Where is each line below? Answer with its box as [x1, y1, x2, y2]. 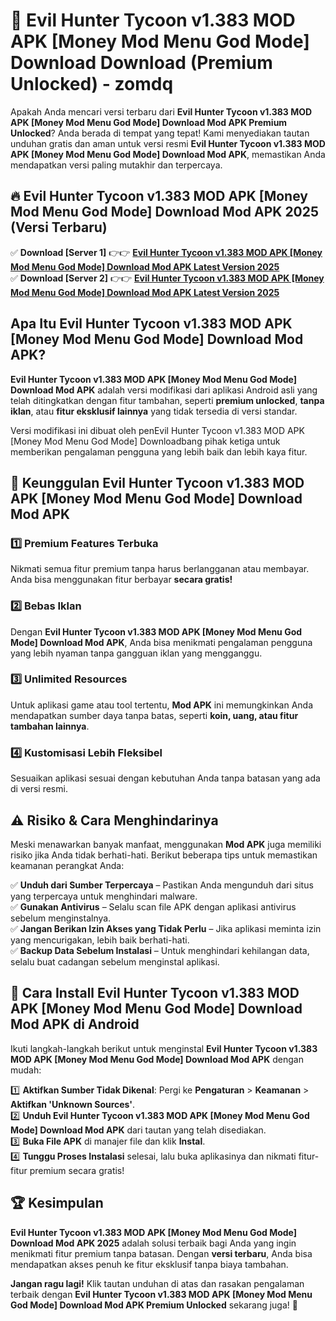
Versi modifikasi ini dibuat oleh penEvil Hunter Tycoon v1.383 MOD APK [10, 424, 305, 436]
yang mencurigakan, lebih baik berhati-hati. [10, 934, 190, 946]
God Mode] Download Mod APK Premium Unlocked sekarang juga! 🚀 [10, 1299, 298, 1311]
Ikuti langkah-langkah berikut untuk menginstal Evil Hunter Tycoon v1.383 [10, 1042, 318, 1054]
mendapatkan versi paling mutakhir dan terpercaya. [10, 159, 223, 171]
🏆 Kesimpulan [10, 1195, 104, 1212]
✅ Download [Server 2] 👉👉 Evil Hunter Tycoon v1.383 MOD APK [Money [10, 272, 325, 284]
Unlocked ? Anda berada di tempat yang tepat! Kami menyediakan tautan [10, 127, 310, 139]
